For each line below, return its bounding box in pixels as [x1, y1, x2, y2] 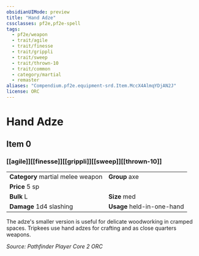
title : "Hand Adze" [6, 15, 56, 21]
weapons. [6, 230, 32, 238]
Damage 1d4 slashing [9, 202, 73, 211]
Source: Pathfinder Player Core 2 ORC [6, 243, 103, 250]
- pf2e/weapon [12, 32, 48, 38]
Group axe [108, 172, 139, 181]
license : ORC [6, 89, 40, 95]
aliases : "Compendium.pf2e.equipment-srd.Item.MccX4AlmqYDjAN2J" [6, 83, 176, 89]
